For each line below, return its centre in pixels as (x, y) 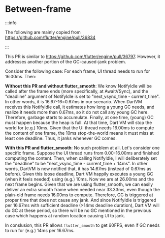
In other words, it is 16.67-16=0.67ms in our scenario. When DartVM (74, 101)
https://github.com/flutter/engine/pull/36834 (50, 37)
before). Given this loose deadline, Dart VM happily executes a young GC (79, 174)
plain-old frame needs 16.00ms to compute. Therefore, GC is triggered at (79, 195)
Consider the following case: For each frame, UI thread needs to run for (78, 71)
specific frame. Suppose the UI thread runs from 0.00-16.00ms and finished (82, 153)
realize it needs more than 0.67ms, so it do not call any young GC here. (77, 112)
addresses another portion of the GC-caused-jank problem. (66, 61)
